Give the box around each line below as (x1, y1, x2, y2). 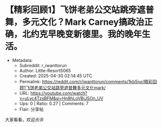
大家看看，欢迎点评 (5, 116, 44, 122)
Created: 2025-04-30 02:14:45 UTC (19, 73, 93, 78)
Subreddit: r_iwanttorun (19, 62, 67, 68)
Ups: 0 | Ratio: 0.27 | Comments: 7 (19, 100, 89, 106)
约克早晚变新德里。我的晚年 (31, 29, 142, 40)
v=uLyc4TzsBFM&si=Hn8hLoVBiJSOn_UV (19, 95, 103, 101)
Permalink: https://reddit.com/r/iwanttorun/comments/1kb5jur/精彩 (19, 78, 153, 84)
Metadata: (12, 57, 33, 63)
